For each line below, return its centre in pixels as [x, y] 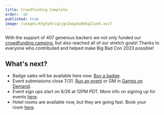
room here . [24, 108]
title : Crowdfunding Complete [37, 10]
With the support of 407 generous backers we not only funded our [73, 38]
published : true [22, 19]
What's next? [26, 64]
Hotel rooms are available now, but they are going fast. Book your [79, 102]
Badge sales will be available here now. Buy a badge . [66, 76]
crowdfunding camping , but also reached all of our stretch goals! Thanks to [82, 43]
